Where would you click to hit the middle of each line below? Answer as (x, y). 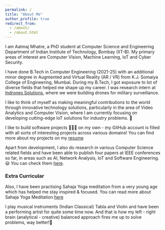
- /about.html (24, 33)
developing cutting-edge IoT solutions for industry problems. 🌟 (69, 118)
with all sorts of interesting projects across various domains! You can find (80, 133)
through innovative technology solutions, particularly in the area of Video (79, 107)
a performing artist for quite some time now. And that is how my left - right (81, 212)
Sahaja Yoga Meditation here (34, 197)
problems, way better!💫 (29, 223)
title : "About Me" (24, 14)
